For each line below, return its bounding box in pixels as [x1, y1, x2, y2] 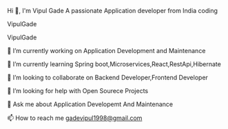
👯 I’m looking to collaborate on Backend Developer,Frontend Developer [7, 73, 209, 81]
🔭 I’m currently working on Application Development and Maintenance [7, 47, 206, 54]
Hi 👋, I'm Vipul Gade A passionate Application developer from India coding [7, 7, 218, 14]
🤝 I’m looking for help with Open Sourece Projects [7, 87, 149, 95]
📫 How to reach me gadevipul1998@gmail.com [7, 114, 143, 122]
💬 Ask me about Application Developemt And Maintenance [7, 100, 174, 108]
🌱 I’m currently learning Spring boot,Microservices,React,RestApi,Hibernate [7, 60, 222, 68]
